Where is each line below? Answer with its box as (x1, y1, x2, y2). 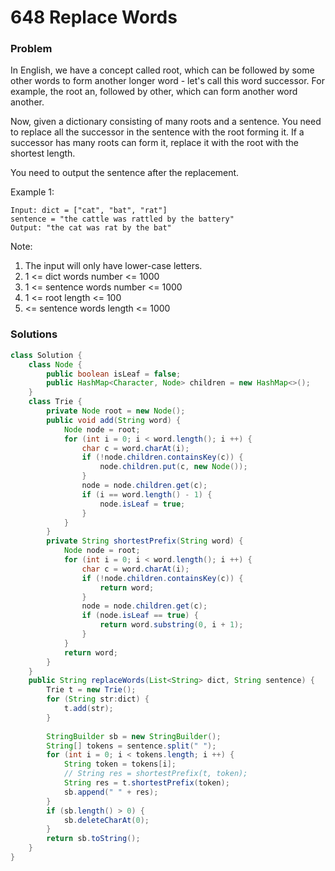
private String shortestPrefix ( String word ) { (46, 536, 244, 546)
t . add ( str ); (63, 704, 114, 714)
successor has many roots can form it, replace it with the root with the (10, 137, 299, 149)
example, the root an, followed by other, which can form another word (10, 86, 298, 98)
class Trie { (28, 397, 83, 407)
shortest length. (10, 147, 76, 160)
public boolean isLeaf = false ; (46, 369, 182, 379)
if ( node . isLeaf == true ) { (81, 611, 199, 621)
